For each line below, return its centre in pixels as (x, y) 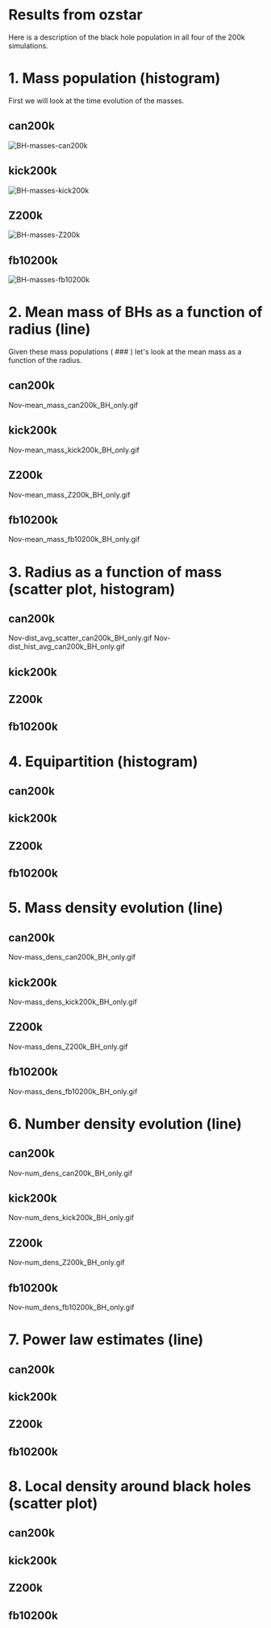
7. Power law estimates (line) (106, 1340)
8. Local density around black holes (130, 1486)
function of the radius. (45, 360)
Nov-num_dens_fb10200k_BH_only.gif (71, 1307)
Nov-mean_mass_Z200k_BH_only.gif (69, 494)
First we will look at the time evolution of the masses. (96, 100)
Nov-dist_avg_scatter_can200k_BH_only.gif (80, 638)
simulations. (28, 45)
